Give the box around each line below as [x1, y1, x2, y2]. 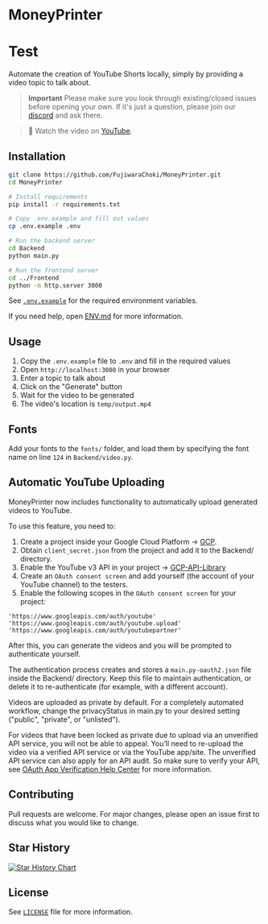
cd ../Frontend [8, 274, 60, 282]
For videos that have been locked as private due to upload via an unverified [8, 730, 258, 740]
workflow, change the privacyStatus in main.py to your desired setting [8, 706, 241, 715]
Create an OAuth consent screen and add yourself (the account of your [19, 570, 255, 581]
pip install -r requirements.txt [8, 200, 121, 209]
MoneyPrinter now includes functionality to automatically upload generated [8, 497, 258, 507]
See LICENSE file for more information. [8, 907, 133, 917]
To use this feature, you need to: [8, 521, 116, 531]
